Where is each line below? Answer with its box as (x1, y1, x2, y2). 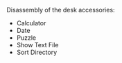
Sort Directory (16, 48, 58, 56)
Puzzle (16, 34, 37, 42)
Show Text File (16, 41, 60, 49)
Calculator (16, 19, 46, 27)
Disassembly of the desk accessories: (6, 6, 115, 14)
